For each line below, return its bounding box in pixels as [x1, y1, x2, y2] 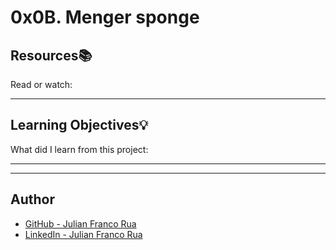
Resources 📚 [10, 47, 93, 64]
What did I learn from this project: [10, 143, 149, 155]
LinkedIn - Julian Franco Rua [24, 228, 143, 240]
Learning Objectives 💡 [10, 117, 149, 134]
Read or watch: [10, 79, 73, 90]
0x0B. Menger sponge [10, 6, 200, 29]
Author [10, 191, 55, 208]
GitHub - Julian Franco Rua [24, 217, 137, 230]
